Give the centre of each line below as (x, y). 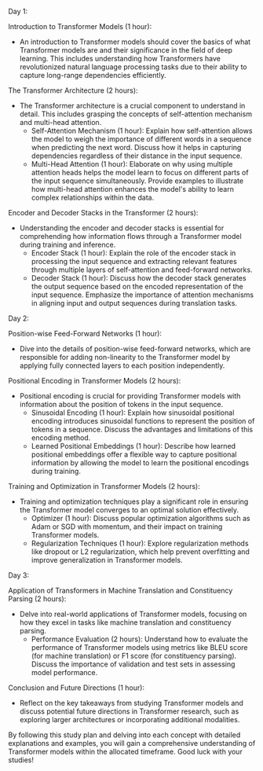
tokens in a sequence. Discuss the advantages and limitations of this (142, 429)
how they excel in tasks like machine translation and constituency (125, 622)
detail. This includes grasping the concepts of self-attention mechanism (136, 114)
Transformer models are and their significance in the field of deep (126, 50)
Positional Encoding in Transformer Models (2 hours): (95, 381)
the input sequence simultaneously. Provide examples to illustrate (137, 181)
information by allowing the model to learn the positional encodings (140, 463)
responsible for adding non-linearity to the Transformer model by (125, 357)
